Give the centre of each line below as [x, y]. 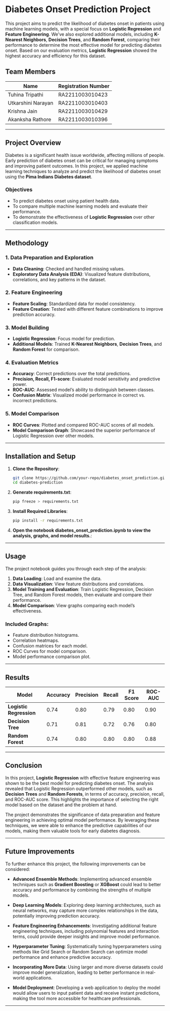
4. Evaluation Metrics [32, 363]
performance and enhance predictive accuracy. [62, 957]
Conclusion [24, 765]
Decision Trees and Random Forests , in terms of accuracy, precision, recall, [85, 794]
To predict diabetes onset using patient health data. [66, 201]
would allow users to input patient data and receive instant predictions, [86, 993]
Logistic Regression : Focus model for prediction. [64, 339]
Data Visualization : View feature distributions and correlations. [78, 584]
